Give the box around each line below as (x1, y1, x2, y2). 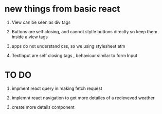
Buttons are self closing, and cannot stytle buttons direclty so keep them (11, 28, 158, 34)
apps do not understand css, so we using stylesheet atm (11, 43, 126, 49)
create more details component (11, 104, 75, 110)
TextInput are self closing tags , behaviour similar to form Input (11, 52, 138, 58)
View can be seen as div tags (11, 19, 71, 25)
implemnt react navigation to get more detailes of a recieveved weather (11, 95, 155, 100)
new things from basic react (4, 3, 120, 14)
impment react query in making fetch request (11, 85, 103, 91)
